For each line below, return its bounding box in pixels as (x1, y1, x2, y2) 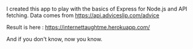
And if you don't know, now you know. (6, 36, 103, 42)
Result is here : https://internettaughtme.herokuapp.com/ (6, 24, 150, 31)
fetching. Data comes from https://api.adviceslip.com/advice (6, 12, 159, 19)
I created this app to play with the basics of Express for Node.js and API (6, 6, 187, 12)
